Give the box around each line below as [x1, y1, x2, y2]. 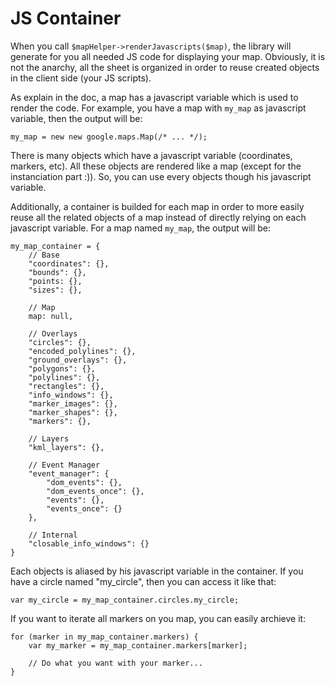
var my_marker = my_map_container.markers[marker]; [28, 640, 248, 651]
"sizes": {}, [28, 285, 83, 295]
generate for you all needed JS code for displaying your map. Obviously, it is [10, 50, 326, 62]
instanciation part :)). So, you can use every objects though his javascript [10, 170, 312, 182]
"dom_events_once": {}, [46, 486, 145, 496]
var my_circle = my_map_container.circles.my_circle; [10, 595, 240, 605]
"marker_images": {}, [28, 398, 118, 409]
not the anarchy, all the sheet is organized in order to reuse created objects [10, 61, 320, 73]
